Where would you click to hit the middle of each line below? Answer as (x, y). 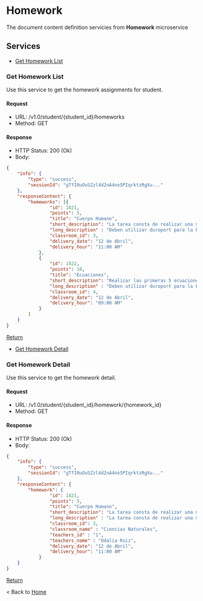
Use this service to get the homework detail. (61, 378)
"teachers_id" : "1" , (76, 535)
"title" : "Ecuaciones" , (79, 275)
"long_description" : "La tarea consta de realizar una (121, 518)
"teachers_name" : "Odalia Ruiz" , (93, 541)
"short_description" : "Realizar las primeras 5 (110, 281)
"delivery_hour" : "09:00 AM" (86, 303)
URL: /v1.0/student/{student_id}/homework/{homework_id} (88, 405)
